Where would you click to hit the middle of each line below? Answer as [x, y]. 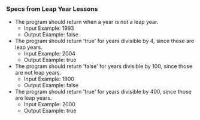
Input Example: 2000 [50, 104]
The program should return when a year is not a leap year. [87, 22]
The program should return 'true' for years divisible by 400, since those [103, 92]
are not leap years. [38, 73]
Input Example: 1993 [49, 28]
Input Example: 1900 [49, 79]
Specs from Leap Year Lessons [52, 9]
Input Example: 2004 [50, 54]
